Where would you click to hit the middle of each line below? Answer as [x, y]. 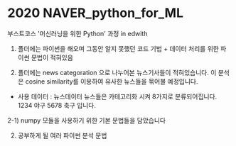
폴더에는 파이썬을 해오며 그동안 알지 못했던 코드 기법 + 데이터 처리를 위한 [118, 48]
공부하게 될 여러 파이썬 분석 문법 [62, 135]
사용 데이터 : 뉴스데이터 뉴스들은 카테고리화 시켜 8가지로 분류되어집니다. [117, 96]
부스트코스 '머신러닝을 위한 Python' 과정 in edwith [77, 33]
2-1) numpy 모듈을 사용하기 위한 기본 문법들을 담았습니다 [86, 120]
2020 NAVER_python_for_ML [95, 13]
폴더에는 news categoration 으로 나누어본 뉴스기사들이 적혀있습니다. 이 [117, 72]
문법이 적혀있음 [52, 57]
